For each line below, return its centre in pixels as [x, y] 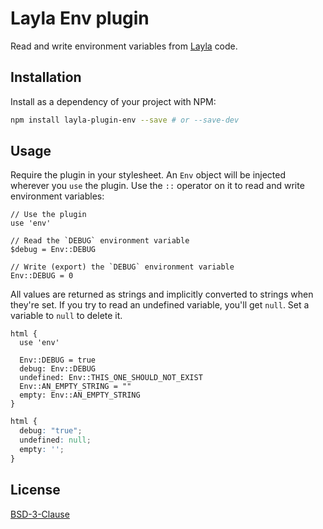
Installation [46, 77]
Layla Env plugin [80, 18]
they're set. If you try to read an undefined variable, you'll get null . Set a [160, 305]
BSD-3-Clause [40, 514]
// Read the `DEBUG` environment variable [100, 241]
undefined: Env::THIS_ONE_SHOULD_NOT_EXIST [111, 378]
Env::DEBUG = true [58, 360]
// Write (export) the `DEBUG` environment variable [122, 267]
